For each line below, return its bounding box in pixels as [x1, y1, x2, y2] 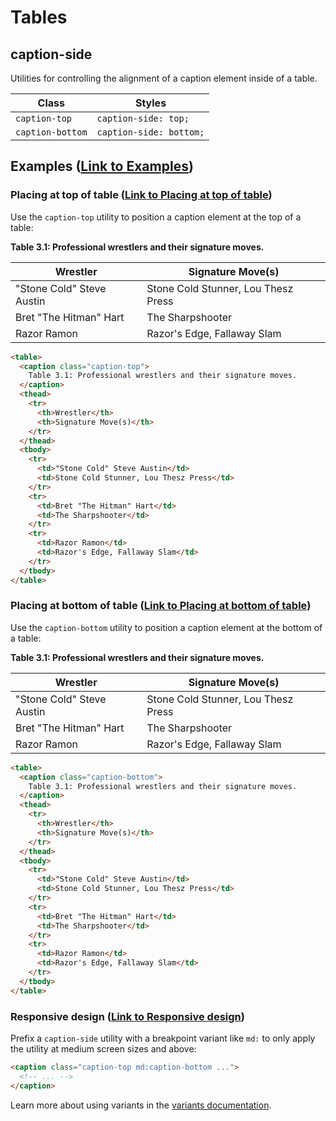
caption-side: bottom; [96, 127, 205, 138]
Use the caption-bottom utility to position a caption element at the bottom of [10, 621, 323, 633]
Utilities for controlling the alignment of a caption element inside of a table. [10, 72, 318, 84]
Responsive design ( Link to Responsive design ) [10, 1009, 245, 1023]
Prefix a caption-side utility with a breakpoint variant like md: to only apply [10, 1032, 316, 1045]
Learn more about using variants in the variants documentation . [10, 1099, 272, 1111]
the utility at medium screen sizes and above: [10, 1043, 197, 1055]
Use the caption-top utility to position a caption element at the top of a [10, 211, 302, 223]
